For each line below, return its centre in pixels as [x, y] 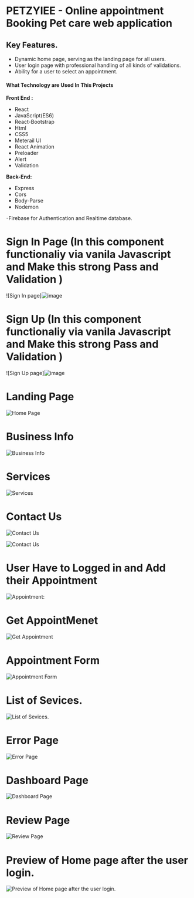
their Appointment [52, 581]
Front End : [20, 98]
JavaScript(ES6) [34, 116]
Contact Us [34, 517]
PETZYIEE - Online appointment [85, 11]
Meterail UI [28, 141]
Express [24, 188]
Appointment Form [53, 660]
